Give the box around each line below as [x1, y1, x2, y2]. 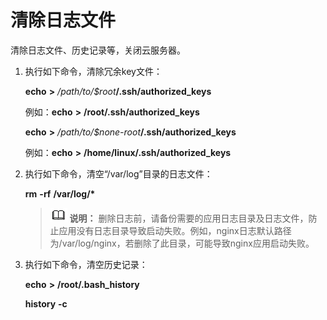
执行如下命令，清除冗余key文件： [24, 65, 163, 77]
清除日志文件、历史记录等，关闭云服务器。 [10, 44, 186, 56]
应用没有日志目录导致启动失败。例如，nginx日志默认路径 [58, 224, 292, 236]
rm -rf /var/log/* [24, 187, 96, 200]
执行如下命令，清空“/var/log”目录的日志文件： [24, 167, 213, 180]
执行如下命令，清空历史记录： [24, 258, 148, 270]
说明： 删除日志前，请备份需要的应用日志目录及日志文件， [69, 212, 309, 224]
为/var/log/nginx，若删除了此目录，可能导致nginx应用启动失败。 [49, 237, 315, 249]
